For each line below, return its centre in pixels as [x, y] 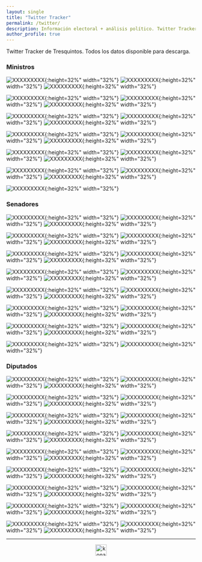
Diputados [22, 366]
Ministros [20, 67]
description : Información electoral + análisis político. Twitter [91, 29]
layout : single [25, 12]
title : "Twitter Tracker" [38, 17]
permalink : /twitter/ [33, 23]
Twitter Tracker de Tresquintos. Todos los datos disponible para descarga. [98, 51]
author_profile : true [33, 34]
